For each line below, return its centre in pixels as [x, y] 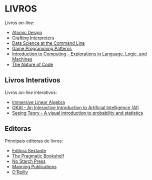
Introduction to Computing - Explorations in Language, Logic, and [79, 54]
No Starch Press [29, 161]
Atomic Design [27, 32]
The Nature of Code [32, 64]
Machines [22, 59]
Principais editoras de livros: [34, 141]
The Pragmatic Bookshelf [38, 156]
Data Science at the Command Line [48, 43]
